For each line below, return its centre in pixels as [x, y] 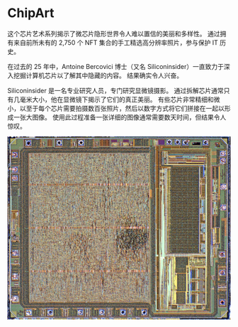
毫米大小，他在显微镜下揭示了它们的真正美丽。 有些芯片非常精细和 [117, 99]
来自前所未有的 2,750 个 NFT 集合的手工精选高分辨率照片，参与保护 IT [115, 42]
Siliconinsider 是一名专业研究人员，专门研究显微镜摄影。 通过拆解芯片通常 [116, 90]
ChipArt [31, 13]
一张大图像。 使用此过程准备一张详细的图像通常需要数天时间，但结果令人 [120, 117]
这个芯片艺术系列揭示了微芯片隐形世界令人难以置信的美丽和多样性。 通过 [114, 33]
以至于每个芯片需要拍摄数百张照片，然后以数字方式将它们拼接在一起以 [122, 108]
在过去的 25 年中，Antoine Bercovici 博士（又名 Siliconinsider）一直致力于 [116, 66]
